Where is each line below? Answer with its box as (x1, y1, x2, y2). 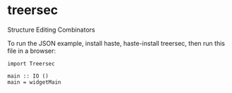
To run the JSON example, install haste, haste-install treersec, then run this (7, 39, 226, 47)
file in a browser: (7, 46, 56, 55)
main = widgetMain (7, 78, 61, 86)
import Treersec (7, 60, 55, 67)
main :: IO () (7, 73, 49, 80)
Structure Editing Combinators (7, 25, 95, 34)
